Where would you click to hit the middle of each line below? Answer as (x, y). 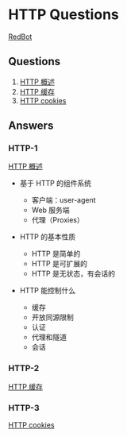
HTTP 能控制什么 (48, 291)
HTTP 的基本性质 (48, 237)
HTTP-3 (24, 408)
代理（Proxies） (58, 220)
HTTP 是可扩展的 (59, 264)
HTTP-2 (24, 369)
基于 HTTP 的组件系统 (56, 184)
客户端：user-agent (64, 200)
